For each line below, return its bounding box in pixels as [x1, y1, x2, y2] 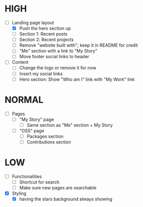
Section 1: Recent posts [19, 31, 68, 37]
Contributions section [26, 139, 71, 145]
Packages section [26, 133, 63, 139]
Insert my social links [19, 71, 63, 77]
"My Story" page [19, 116, 54, 122]
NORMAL [4, 94, 44, 105]
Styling [11, 190, 27, 196]
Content [11, 59, 29, 65]
